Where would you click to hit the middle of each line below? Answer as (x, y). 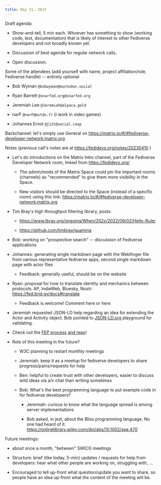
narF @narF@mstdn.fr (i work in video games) (56, 114)
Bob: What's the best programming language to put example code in (88, 390)
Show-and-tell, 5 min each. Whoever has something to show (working (82, 33)
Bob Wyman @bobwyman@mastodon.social (52, 86)
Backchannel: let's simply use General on (46, 133)
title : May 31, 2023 (26, 9)
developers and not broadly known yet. (51, 43)
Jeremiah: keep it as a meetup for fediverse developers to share (83, 360)
